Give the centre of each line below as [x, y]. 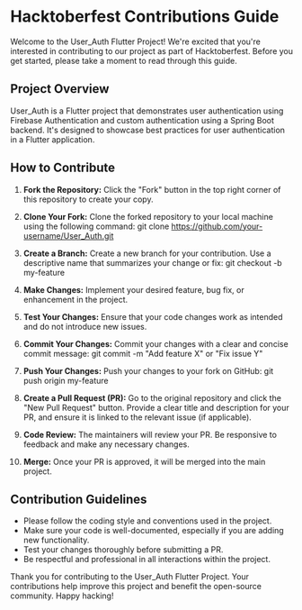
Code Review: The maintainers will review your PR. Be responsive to [150, 434]
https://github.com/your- [217, 226]
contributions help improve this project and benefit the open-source [136, 587]
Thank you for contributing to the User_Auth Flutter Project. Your [130, 577]
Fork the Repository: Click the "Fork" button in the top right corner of [152, 189]
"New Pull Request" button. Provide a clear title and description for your [156, 407]
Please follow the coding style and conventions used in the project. [147, 521]
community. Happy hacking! [62, 596]
